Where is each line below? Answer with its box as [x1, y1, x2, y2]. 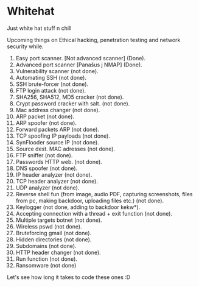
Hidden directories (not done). [15, 236, 92, 243]
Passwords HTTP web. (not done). [15, 158, 102, 165]
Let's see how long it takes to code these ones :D [7, 273, 131, 281]
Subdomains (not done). [15, 242, 77, 249]
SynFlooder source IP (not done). [15, 138, 99, 146]
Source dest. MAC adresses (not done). [15, 145, 115, 152]
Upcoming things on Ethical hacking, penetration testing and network [7, 36, 181, 43]
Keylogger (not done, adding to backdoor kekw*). [15, 203, 141, 211]
